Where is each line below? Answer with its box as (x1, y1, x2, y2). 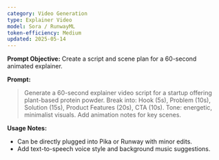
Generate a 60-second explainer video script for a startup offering (23, 89, 212, 97)
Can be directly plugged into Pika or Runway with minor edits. (17, 137, 193, 146)
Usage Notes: (7, 124, 47, 132)
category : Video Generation (7, 10, 88, 17)
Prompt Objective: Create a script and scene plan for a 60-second (7, 54, 197, 63)
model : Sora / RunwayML (7, 23, 76, 30)
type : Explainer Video (7, 17, 72, 23)
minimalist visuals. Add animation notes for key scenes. (23, 111, 181, 119)
